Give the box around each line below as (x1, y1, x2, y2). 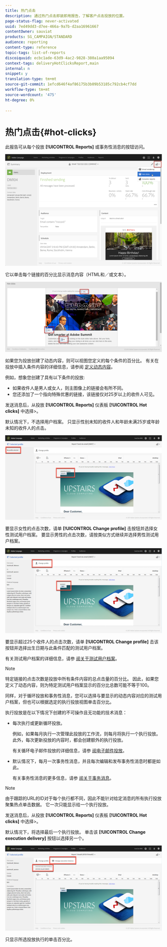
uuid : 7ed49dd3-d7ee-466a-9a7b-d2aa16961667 (5, 24, 99, 29)
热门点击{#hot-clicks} (5, 126, 97, 138)
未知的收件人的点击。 (5, 425, 49, 431)
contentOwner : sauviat (5, 29, 52, 34)
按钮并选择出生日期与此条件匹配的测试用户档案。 (5, 644, 105, 651)
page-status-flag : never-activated (5, 18, 79, 23)
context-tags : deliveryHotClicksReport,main (5, 60, 99, 66)
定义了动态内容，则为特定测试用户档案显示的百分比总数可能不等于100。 (5, 682, 152, 688)
